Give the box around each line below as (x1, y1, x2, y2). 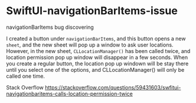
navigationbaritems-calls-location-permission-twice (6, 90, 133, 97)
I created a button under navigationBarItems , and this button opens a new (6, 35, 186, 42)
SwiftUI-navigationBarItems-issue (6, 4, 178, 18)
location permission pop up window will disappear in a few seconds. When (6, 54, 188, 61)
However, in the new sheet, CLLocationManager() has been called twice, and (6, 47, 191, 54)
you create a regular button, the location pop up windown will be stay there (6, 60, 189, 67)
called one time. (6, 72, 45, 79)
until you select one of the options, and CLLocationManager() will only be (6, 66, 185, 73)
